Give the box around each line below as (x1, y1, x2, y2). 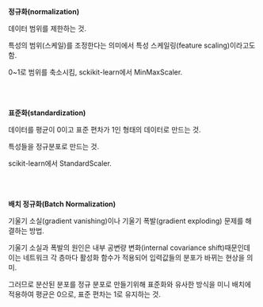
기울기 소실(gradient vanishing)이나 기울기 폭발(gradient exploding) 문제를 (8, 217, 244, 225)
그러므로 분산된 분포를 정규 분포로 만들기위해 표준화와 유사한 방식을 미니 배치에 (8, 280, 252, 289)
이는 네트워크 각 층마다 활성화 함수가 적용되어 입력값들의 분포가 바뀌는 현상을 (8, 253, 246, 262)
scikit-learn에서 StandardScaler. (8, 159, 112, 168)
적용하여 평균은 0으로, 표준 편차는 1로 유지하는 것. (8, 290, 161, 299)
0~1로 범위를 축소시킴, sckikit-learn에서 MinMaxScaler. (8, 67, 183, 77)
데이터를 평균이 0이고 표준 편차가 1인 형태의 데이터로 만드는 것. (8, 125, 201, 134)
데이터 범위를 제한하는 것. (8, 24, 87, 33)
